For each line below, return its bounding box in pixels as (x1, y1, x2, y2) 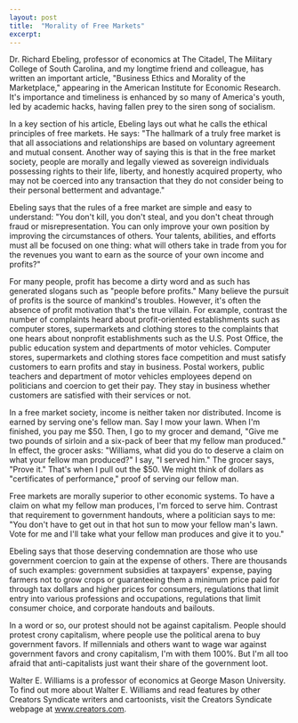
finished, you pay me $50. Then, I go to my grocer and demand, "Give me (9, 426, 279, 437)
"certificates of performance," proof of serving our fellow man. (9, 473, 239, 484)
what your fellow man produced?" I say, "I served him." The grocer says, (9, 455, 275, 465)
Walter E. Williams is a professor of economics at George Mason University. (9, 675, 286, 686)
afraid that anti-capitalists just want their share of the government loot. (9, 658, 269, 669)
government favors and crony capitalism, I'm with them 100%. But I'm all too (9, 648, 289, 660)
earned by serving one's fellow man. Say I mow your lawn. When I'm (9, 416, 261, 428)
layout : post (9, 12, 58, 22)
